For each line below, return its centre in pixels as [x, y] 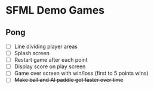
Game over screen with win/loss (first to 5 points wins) [81, 73]
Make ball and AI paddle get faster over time [69, 80]
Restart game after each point [51, 60]
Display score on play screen [50, 66]
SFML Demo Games [55, 10]
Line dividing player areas [46, 46]
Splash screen [32, 53]
